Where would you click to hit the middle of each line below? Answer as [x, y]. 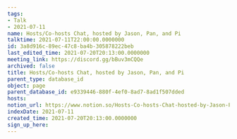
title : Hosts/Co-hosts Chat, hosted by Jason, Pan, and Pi [96, 72]
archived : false [31, 66]
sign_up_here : [28, 125]
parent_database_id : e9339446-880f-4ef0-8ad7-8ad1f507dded [96, 92]
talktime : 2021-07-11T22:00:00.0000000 [66, 40]
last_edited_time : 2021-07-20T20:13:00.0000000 [79, 53]
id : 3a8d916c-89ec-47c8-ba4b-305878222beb [71, 46]
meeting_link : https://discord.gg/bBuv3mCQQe [75, 60]
